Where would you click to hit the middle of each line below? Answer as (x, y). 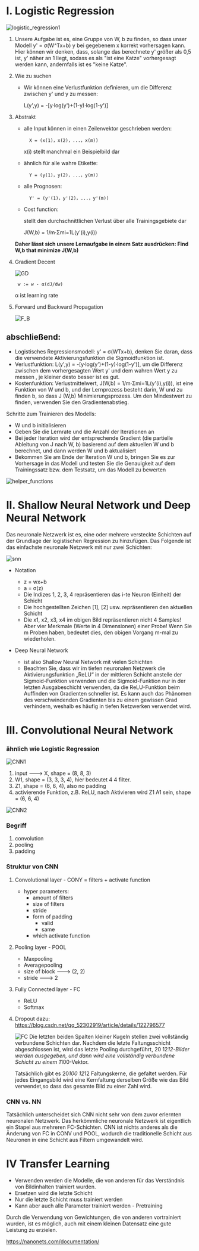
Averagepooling (43, 965)
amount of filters (53, 898)
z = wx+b (35, 582)
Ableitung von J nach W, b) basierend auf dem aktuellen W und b (94, 444)
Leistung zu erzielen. (32, 1230)
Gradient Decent (35, 262)
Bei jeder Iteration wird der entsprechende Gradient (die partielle (94, 438)
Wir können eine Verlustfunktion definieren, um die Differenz (98, 87)
